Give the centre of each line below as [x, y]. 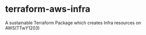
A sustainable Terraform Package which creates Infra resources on [73, 23]
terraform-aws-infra [48, 9]
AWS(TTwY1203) [22, 28]
